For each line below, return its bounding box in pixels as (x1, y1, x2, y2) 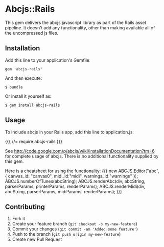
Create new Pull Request (12, 236, 62, 243)
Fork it (12, 216, 25, 222)
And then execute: (5, 75, 42, 81)
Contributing (5, 202, 45, 211)
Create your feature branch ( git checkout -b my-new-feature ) (12, 221, 138, 227)
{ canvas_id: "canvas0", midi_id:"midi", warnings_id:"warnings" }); (5, 173, 138, 179)
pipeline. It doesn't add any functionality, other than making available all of (5, 24, 155, 30)
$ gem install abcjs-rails (5, 103, 60, 108)
